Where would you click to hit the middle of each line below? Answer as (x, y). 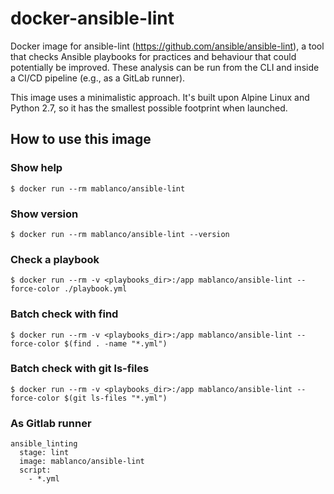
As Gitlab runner (51, 423)
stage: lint (44, 453)
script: (35, 470)
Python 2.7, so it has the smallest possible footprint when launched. (149, 108)
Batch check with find (64, 314)
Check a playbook (55, 259)
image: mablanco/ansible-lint (82, 462)
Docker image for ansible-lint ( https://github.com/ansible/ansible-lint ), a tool (167, 46)
